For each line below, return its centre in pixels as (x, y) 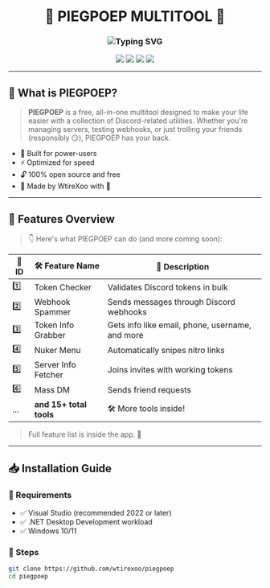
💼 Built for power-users (58, 154)
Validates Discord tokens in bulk (168, 287)
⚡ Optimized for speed (57, 162)
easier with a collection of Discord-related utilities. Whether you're (138, 121)
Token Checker (63, 287)
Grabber (50, 335)
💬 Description (183, 267)
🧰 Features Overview (61, 219)
